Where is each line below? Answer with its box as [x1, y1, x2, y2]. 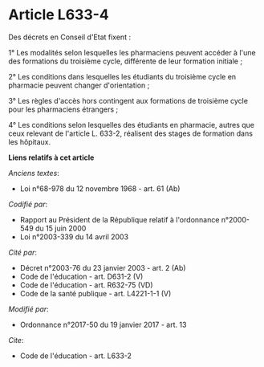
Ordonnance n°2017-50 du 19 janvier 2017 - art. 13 [19, 320, 187, 329]
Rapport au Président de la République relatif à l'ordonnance [19, 214, 220, 224]
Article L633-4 [8, 6, 110, 24]
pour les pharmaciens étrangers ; [8, 104, 119, 114]
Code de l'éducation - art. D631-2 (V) [19, 271, 144, 281]
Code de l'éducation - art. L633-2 [19, 351, 132, 361]
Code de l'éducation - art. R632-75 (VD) [19, 279, 154, 290]
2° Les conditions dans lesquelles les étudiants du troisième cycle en [8, 71, 237, 81]
